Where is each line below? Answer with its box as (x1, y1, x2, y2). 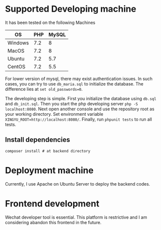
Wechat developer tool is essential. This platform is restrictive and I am (5, 214, 147, 220)
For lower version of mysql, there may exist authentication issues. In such (5, 76, 153, 82)
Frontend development (5, 198, 100, 209)
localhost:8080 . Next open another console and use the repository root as (5, 106, 155, 112)
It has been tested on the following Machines (5, 20, 96, 25)
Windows (7, 39, 29, 46)
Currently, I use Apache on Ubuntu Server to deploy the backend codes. (5, 181, 150, 187)
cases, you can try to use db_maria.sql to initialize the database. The (5, 81, 144, 86)
